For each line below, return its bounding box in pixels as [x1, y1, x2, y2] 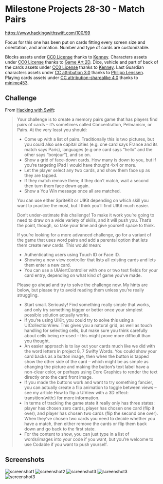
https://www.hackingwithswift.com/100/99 [5, 30, 91, 36]
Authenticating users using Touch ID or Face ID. [24, 252, 120, 257]
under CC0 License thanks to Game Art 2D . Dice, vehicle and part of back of [5, 59, 159, 65]
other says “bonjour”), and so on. [24, 152, 91, 157]
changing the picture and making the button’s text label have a [24, 364, 149, 369]
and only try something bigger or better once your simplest [24, 307, 143, 312]
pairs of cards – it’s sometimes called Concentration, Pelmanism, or [17, 121, 152, 127]
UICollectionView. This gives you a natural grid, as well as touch [24, 322, 152, 328]
